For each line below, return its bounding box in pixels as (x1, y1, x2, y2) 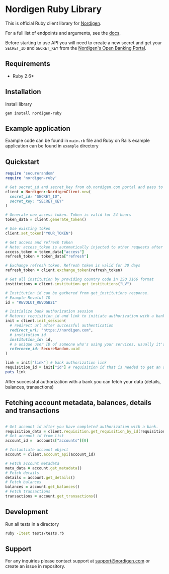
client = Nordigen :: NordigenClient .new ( (5, 189, 92, 194)
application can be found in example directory (5, 143, 99, 149)
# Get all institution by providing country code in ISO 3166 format (5, 277, 154, 282)
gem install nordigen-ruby (5, 111, 62, 116)
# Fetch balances (5, 479, 42, 485)
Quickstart (5, 157, 40, 166)
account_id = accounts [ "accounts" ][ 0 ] (5, 438, 89, 443)
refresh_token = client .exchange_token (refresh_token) (5, 268, 123, 273)
